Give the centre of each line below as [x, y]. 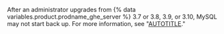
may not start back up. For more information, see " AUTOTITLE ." [96, 24]
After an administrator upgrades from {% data [72, 10]
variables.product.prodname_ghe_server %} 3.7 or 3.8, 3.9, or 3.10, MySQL [112, 17]
